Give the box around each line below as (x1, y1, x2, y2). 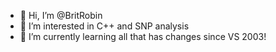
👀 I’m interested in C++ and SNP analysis (19, 20, 190, 32)
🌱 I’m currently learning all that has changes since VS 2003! (19, 31, 267, 42)
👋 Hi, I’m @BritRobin (19, 10, 103, 21)
